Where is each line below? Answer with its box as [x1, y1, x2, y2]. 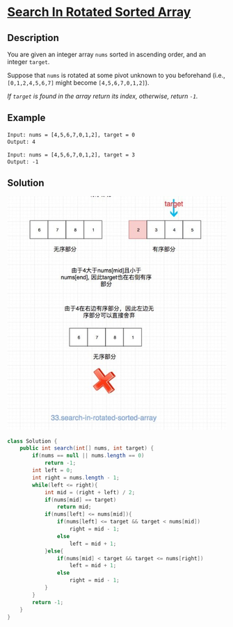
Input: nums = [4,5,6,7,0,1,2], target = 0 [7, 131, 136, 138]
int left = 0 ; [32, 467, 73, 474]
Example [7, 112, 46, 124]
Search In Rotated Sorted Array [7, 4, 191, 20]
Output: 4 [7, 138, 36, 145]
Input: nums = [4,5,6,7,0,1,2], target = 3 [7, 151, 136, 158]
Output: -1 [7, 158, 39, 165]
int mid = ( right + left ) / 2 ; [44, 489, 136, 496]
